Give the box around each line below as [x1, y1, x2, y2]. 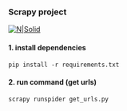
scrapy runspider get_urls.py [8, 95, 109, 103]
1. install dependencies [8, 42, 86, 52]
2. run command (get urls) [8, 77, 97, 87]
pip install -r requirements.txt [8, 61, 120, 69]
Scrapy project [8, 6, 67, 18]
